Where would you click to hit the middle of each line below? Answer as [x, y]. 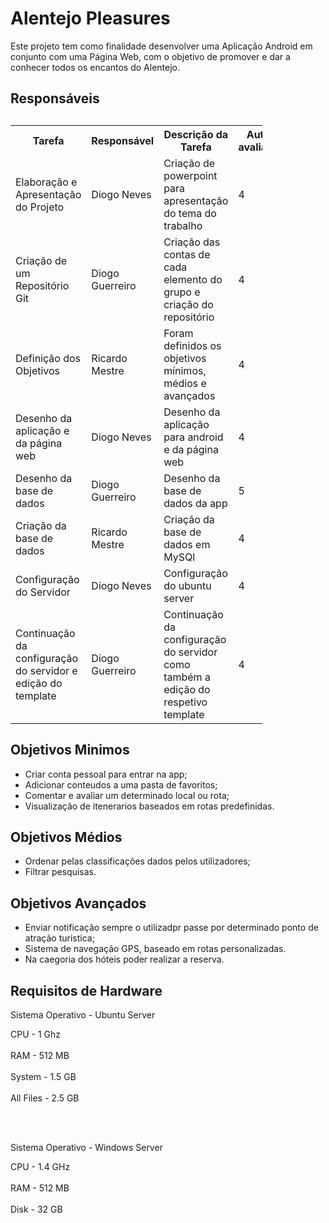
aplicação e [42, 430]
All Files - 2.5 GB [45, 1098]
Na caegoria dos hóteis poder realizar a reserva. [124, 959]
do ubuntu [187, 585]
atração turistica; [59, 938]
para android [193, 437]
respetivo [185, 702]
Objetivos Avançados [78, 903]
